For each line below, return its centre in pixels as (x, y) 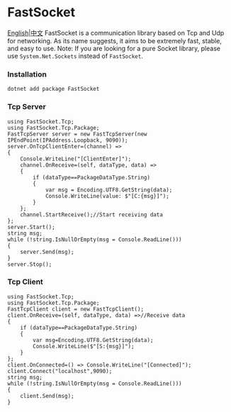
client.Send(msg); (47, 396)
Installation (27, 74)
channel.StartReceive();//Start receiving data (91, 215)
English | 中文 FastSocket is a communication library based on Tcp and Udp (116, 33)
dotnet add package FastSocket (53, 89)
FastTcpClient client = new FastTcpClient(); (75, 309)
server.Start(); (31, 227)
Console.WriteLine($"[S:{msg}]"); (84, 346)
